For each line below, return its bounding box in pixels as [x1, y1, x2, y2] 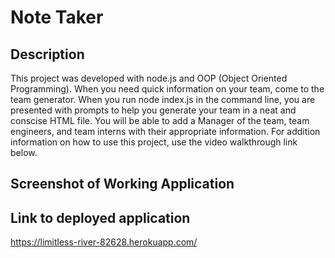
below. [10, 147, 38, 158]
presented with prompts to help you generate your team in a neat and [10, 104, 297, 116]
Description [10, 46, 85, 63]
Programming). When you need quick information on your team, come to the [10, 83, 325, 95]
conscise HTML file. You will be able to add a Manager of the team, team [10, 115, 310, 126]
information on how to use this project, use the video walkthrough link [10, 136, 298, 148]
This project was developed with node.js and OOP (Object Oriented [10, 72, 288, 84]
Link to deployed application [10, 209, 191, 226]
